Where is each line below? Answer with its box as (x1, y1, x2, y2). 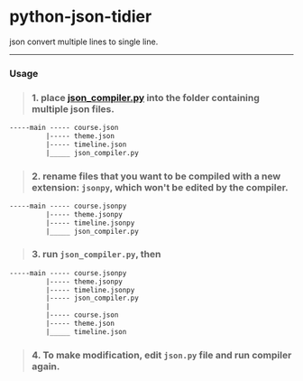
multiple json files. (31, 102, 115, 115)
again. (31, 359, 60, 372)
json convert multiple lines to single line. (9, 36, 159, 47)
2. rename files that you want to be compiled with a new (31, 170, 281, 182)
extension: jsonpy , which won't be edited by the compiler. (31, 181, 289, 193)
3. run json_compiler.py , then (31, 248, 161, 261)
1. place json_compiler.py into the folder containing (31, 91, 260, 104)
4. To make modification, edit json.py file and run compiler (31, 348, 292, 361)
